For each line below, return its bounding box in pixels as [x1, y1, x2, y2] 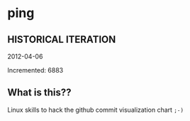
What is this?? [7, 87, 72, 99]
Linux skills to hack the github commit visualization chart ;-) [7, 105, 184, 114]
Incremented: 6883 [7, 66, 64, 74]
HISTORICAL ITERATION [7, 33, 116, 46]
